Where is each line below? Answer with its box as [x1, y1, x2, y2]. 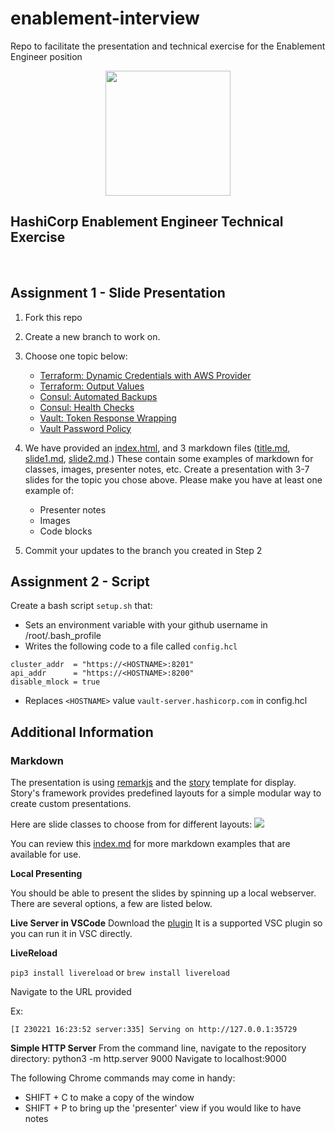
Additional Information [10, 723, 154, 741]
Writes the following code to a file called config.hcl [24, 640, 238, 652]
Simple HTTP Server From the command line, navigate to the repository [10, 1042, 307, 1054]
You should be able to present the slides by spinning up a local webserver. [10, 887, 317, 899]
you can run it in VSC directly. [10, 928, 133, 940]
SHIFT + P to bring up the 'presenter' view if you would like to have [24, 1102, 302, 1114]
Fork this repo [24, 311, 83, 323]
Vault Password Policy [39, 422, 132, 434]
